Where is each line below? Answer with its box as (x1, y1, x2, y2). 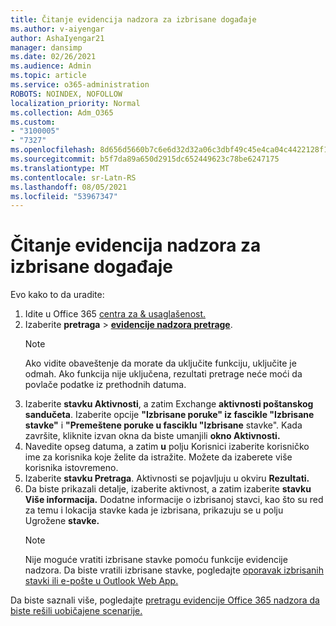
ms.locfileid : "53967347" (10, 191, 118, 201)
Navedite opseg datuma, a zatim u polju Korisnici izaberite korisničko (24, 441, 310, 453)
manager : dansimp (10, 42, 83, 53)
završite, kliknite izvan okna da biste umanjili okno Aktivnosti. (24, 430, 281, 442)
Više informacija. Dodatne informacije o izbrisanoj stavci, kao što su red (24, 494, 324, 506)
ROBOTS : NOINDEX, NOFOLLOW (10, 89, 123, 99)
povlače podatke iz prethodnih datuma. (24, 379, 187, 391)
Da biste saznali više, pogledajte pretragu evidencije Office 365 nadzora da (10, 594, 320, 606)
